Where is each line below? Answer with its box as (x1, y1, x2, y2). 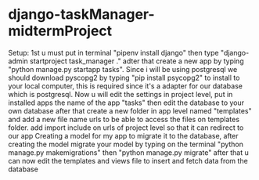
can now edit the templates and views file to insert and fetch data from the (8, 156, 248, 165)
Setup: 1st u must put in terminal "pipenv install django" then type (8, 48, 219, 57)
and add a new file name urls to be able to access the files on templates (8, 114, 240, 124)
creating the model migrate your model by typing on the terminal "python (8, 139, 244, 149)
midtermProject (8, 22, 113, 40)
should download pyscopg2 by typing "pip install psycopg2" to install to (8, 73, 240, 82)
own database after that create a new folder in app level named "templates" (8, 106, 252, 115)
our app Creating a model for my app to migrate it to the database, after (8, 131, 239, 140)
